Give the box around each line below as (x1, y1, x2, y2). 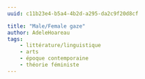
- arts (20, 49, 39, 55)
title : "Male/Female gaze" (7, 22, 86, 30)
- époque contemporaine (20, 55, 89, 62)
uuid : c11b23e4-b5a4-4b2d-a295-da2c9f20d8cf (7, 10, 139, 17)
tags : (7, 35, 23, 42)
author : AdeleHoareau (7, 29, 70, 36)
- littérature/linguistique (20, 42, 101, 49)
